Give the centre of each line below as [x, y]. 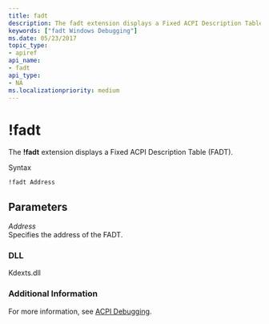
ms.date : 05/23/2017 [43, 38]
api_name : [25, 61]
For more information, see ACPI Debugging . [80, 311]
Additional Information [53, 294]
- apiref [23, 53]
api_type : [25, 75]
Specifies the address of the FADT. [66, 235]
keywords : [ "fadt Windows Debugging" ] [73, 30]
